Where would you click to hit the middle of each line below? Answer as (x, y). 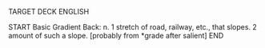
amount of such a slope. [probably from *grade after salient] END (116, 36)
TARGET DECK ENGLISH (49, 12)
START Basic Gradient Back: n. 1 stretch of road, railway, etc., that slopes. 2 (133, 27)
